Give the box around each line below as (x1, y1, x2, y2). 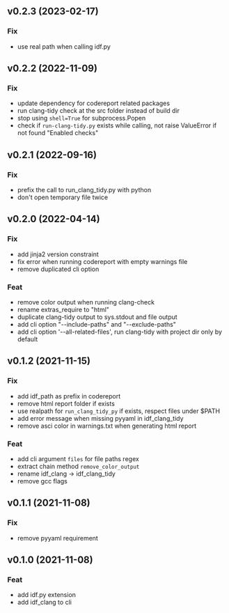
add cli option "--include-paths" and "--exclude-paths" (17, 320, 176, 329)
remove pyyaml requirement (17, 534, 99, 542)
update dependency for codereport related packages (17, 99, 171, 107)
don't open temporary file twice (17, 193, 109, 201)
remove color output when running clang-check (17, 298, 155, 306)
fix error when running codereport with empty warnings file (17, 257, 188, 265)
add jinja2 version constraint (17, 250, 99, 258)
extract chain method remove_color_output (17, 463, 140, 471)
